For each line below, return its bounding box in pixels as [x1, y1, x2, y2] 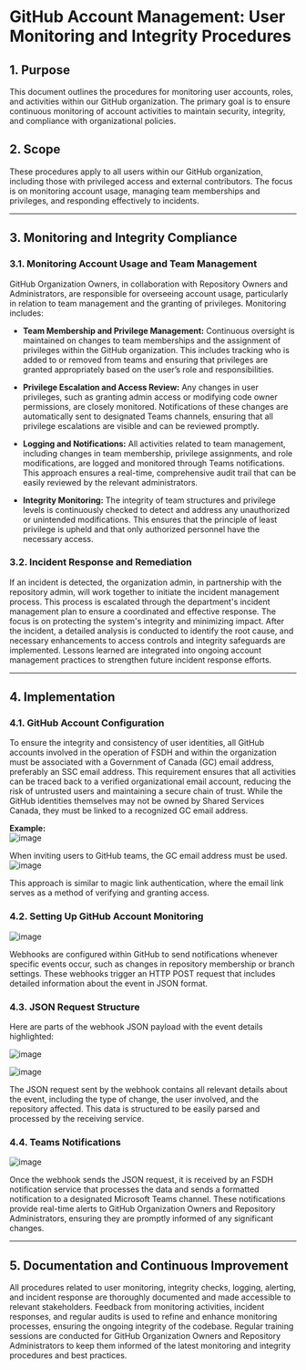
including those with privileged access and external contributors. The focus [9, 175, 293, 186]
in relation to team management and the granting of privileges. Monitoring [9, 298, 287, 309]
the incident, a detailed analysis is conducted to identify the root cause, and [9, 625, 294, 636]
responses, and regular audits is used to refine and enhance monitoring [9, 1312, 278, 1323]
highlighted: [9, 1031, 55, 1042]
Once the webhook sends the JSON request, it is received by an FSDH [9, 1175, 274, 1186]
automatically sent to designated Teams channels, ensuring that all [22, 411, 273, 422]
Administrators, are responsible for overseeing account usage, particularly [9, 288, 289, 298]
